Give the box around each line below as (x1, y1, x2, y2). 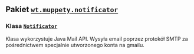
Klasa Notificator (5, 22, 58, 30)
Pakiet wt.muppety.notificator (5, 5, 119, 15)
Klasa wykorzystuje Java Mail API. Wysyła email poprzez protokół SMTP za (5, 35, 188, 42)
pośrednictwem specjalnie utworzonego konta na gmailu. (5, 41, 145, 48)
